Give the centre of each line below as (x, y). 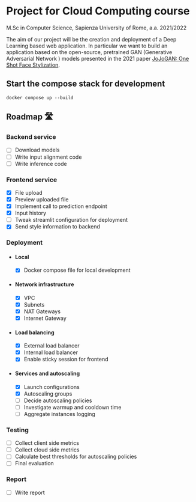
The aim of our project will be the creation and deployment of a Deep (91, 39)
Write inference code (41, 164)
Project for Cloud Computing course (98, 11)
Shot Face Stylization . (33, 65)
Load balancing (35, 332)
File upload (29, 192)
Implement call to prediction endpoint (61, 206)
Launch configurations (52, 387)
